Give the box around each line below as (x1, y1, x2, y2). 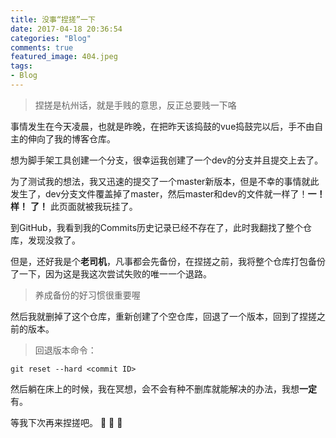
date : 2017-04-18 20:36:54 (10, 24, 123, 34)
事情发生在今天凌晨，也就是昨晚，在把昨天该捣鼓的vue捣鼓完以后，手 (10, 120, 298, 132)
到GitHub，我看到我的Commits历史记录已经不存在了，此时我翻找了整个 (10, 221, 304, 233)
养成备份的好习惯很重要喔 (34, 289, 141, 301)
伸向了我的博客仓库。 (27, 132, 116, 145)
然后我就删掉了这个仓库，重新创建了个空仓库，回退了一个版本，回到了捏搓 (10, 310, 317, 322)
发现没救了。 (27, 234, 81, 246)
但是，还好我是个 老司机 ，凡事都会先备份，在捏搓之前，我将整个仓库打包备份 (10, 255, 326, 267)
